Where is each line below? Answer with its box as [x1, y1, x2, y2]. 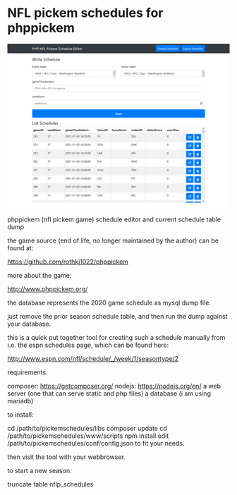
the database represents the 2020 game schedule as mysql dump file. [7, 298, 212, 307]
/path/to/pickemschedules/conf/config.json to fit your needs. [7, 439, 185, 448]
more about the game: [7, 271, 72, 280]
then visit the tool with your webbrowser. [7, 453, 126, 461]
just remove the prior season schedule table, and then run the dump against [7, 312, 228, 321]
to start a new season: [7, 467, 72, 475]
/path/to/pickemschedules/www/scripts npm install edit [7, 432, 169, 440]
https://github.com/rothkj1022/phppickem [7, 257, 129, 266]
